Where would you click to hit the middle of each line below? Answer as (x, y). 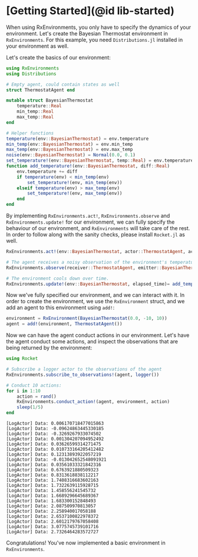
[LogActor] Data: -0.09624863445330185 (55, 429)
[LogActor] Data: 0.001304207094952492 (55, 439)
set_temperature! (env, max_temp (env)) (75, 194)
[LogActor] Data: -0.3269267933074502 (54, 434)
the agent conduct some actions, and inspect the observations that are (92, 342)
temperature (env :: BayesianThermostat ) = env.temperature (77, 139)
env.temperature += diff (47, 171)
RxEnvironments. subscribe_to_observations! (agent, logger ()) (83, 375)
